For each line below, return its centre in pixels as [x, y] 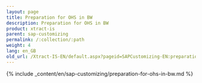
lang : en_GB [21, 51]
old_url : [17, 57]
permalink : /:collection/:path [45, 40]
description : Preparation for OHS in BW [58, 23]
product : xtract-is [31, 29]
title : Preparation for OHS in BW [50, 17]
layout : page [23, 12]
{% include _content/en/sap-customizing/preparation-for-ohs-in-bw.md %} [100, 73]
